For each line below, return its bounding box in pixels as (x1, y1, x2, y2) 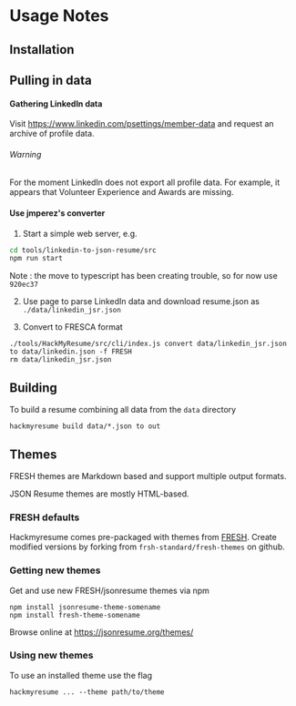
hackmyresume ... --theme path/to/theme (9, 687, 166, 697)
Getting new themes (9, 564, 101, 577)
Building (9, 380, 57, 395)
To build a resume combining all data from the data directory (9, 404, 237, 415)
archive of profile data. (9, 128, 95, 139)
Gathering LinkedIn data (9, 97, 103, 109)
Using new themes (9, 649, 94, 661)
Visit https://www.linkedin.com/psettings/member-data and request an (9, 118, 275, 129)
